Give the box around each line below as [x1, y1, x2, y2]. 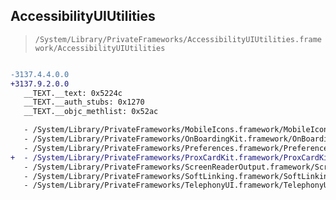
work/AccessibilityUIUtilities [34, 43, 166, 53]
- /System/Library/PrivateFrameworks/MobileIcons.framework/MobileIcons [23, 125, 333, 135]
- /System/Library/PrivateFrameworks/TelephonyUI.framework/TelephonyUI [23, 180, 333, 191]
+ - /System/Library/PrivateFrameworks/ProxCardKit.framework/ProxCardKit [10, 152, 333, 163]
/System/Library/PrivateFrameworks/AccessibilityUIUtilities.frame [34, 34, 322, 44]
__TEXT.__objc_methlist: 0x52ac [23, 107, 159, 117]
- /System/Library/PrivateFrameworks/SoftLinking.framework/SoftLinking [23, 171, 333, 181]
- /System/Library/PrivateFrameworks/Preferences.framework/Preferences [23, 143, 333, 153]
